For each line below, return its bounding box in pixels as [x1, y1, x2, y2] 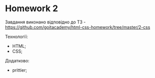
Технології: [5, 34, 28, 39]
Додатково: [5, 58, 30, 63]
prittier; [12, 67, 27, 73]
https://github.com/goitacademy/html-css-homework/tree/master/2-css [5, 24, 151, 30]
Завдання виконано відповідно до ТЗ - [5, 19, 86, 25]
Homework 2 [5, 3, 58, 14]
